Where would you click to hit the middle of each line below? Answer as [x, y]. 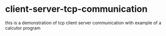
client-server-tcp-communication [76, 9]
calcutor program [23, 28]
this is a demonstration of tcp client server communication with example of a [83, 23]
